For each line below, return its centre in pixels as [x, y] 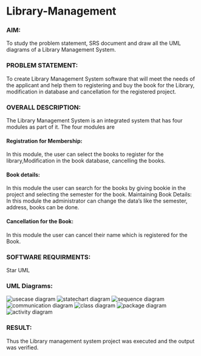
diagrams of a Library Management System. [61, 50]
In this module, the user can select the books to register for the [85, 154]
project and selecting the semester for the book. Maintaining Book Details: [99, 195]
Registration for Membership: [44, 141]
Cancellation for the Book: [40, 221]
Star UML [18, 270]
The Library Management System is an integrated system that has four [95, 121]
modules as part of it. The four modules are [61, 127]
